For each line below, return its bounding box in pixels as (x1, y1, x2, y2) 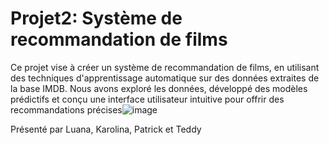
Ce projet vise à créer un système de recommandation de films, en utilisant (10, 61, 320, 73)
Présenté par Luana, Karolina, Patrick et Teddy (10, 123, 202, 135)
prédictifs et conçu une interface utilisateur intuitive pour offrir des (10, 93, 285, 105)
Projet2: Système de (10, 7, 183, 30)
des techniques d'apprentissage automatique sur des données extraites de (10, 72, 320, 84)
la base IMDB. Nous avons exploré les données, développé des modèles (10, 82, 308, 94)
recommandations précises (10, 103, 123, 116)
